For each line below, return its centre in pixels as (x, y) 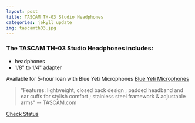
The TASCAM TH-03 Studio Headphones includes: (80, 49)
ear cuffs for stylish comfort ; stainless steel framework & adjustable (103, 96)
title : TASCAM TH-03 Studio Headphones (55, 17)
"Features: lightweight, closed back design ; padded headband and (102, 90)
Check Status (23, 114)
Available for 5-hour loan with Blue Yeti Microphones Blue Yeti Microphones (97, 78)
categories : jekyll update (39, 22)
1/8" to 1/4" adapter (38, 67)
